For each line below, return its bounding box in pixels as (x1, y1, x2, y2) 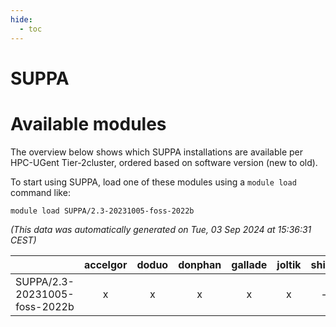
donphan (178, 257, 222, 271)
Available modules (10, 112, 167, 135)
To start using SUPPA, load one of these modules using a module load (10, 176, 297, 188)
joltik (276, 257, 302, 271)
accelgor (83, 257, 128, 271)
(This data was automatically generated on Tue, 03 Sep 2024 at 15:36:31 (10, 223, 312, 235)
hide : (10, 14, 33, 25)
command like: (10, 186, 71, 198)
